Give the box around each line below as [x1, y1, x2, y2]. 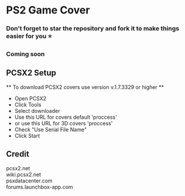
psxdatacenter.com [6, 177, 53, 184]
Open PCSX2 [14, 95, 47, 102]
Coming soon [6, 50, 45, 59]
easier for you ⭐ [6, 32, 53, 40]
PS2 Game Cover [6, 4, 90, 17]
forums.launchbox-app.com [6, 183, 73, 190]
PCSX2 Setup [6, 68, 57, 78]
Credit [6, 149, 29, 159]
